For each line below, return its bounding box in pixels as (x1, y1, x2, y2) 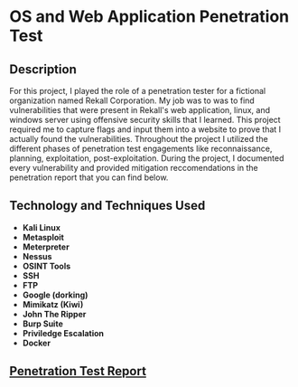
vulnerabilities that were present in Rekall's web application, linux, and (9, 105, 271, 115)
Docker (22, 337, 51, 348)
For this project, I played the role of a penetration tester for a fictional (9, 86, 266, 96)
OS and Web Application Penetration (9, 6, 290, 27)
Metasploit (22, 231, 65, 242)
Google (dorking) (22, 289, 88, 300)
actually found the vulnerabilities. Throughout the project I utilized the (9, 134, 268, 144)
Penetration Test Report (9, 363, 147, 379)
